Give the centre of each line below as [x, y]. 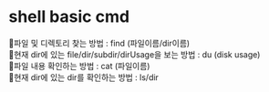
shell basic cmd [69, 17]
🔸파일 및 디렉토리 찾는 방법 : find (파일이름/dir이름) [99, 43]
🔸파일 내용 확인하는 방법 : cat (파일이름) [79, 66]
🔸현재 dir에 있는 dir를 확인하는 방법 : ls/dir [83, 77]
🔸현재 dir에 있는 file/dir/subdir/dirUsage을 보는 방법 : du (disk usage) [134, 54]
